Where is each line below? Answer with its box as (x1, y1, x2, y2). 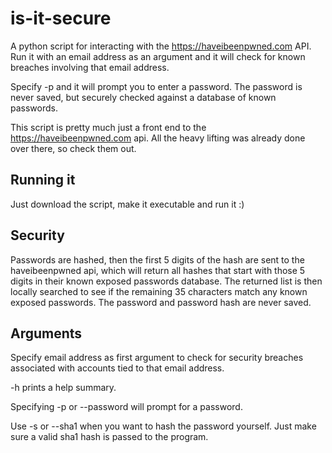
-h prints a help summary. (10, 382, 117, 394)
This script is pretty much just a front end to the (10, 121, 207, 133)
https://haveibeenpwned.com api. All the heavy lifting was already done (10, 132, 306, 144)
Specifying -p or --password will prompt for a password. (10, 401, 243, 413)
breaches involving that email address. (10, 61, 170, 73)
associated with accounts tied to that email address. (10, 362, 225, 374)
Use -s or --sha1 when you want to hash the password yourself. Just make (10, 420, 317, 432)
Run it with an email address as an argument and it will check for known (10, 50, 306, 62)
